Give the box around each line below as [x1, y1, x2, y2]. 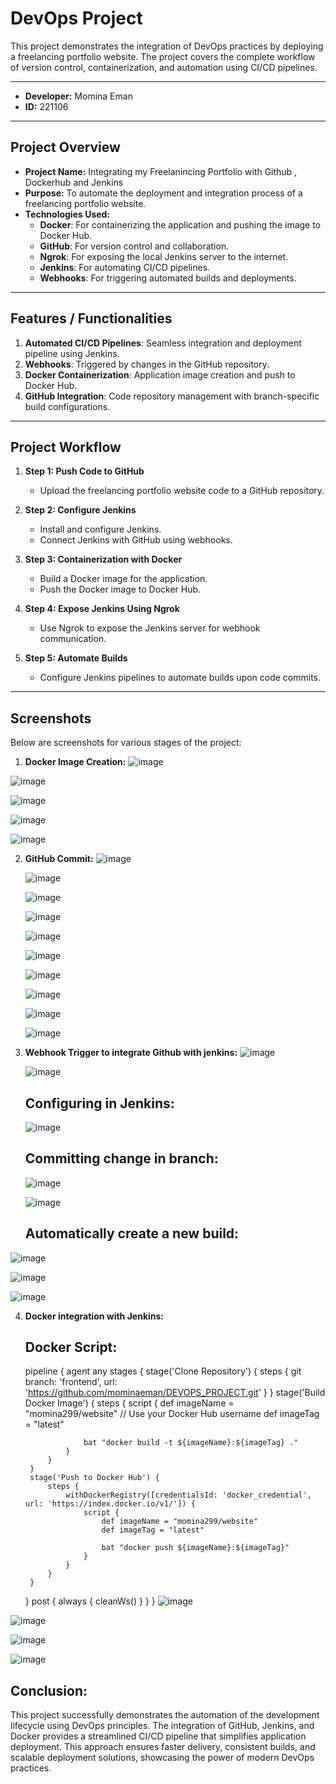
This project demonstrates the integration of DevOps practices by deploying [10, 40, 324, 52]
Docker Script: [24, 1339, 118, 1356]
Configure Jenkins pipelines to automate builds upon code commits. [39, 672, 322, 684]
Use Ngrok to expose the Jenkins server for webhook [39, 622, 261, 634]
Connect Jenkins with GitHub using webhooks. [39, 534, 233, 546]
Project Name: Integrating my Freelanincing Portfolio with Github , [24, 165, 298, 177]
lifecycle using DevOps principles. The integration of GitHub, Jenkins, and [10, 1720, 315, 1732]
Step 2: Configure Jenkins [24, 504, 137, 516]
